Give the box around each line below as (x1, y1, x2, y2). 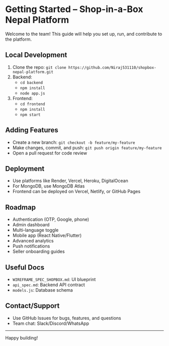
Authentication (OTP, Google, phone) (12, 216, 90, 222)
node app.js (20, 91, 45, 96)
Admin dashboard (12, 222, 50, 228)
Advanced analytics (12, 238, 54, 244)
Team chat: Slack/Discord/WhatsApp (12, 320, 90, 326)
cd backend (20, 80, 43, 85)
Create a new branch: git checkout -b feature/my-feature (12, 139, 135, 145)
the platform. (5, 36, 32, 42)
